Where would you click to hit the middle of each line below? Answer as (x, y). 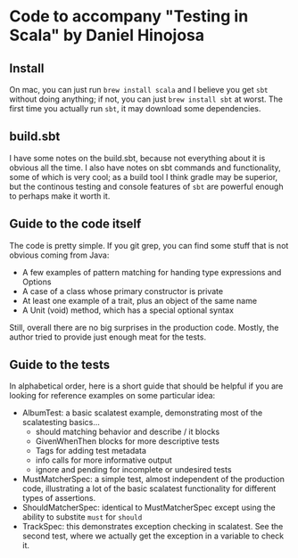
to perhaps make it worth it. (60, 196)
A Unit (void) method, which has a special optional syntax (128, 310)
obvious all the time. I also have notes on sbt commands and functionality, (145, 168)
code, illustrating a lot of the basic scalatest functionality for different (149, 488)
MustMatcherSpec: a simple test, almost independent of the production (153, 480)
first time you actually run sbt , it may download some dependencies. (135, 108)
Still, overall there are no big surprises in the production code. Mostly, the (144, 327)
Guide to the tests (59, 365)
